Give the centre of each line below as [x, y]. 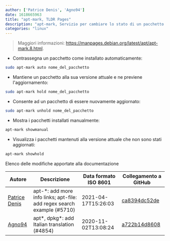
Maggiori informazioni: [41, 43]
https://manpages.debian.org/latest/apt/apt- [112, 43]
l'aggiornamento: [30, 82]
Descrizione [55, 179]
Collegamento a [142, 176]
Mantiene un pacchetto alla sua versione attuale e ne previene [77, 77]
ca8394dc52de [140, 200]
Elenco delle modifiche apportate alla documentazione [62, 163]
